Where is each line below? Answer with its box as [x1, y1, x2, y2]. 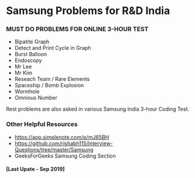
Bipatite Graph [14, 38, 50, 45]
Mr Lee [14, 63, 32, 70]
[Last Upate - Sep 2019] [6, 166, 65, 173]
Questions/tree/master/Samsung [14, 146, 94, 153]
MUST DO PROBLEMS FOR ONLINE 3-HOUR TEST [6, 25, 149, 33]
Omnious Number [14, 94, 57, 101]
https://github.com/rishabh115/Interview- [14, 139, 113, 147]
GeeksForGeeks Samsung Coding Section [14, 152, 116, 159]
